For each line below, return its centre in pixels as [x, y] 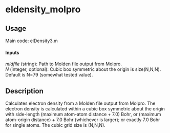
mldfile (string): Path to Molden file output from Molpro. [63, 64]
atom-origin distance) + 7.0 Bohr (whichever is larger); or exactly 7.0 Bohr [83, 120]
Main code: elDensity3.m [31, 41]
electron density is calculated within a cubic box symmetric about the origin [85, 109]
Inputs [12, 52]
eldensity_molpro [43, 9]
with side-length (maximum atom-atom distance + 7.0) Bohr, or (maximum [83, 115]
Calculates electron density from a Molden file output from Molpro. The [80, 103]
